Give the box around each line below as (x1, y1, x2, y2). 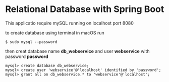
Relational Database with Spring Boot (5, 3, 164, 15)
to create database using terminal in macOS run (5, 29, 104, 35)
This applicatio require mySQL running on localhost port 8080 (5, 20, 134, 26)
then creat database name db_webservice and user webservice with (5, 48, 150, 54)
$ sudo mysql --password (5, 39, 58, 44)
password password (5, 53, 48, 59)
